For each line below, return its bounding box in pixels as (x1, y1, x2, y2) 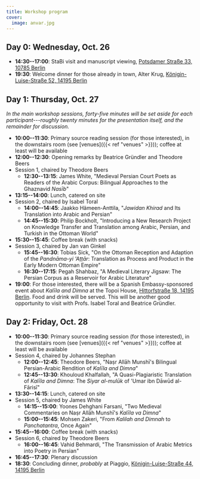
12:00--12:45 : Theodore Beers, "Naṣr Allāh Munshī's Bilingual (23, 358, 177, 365)
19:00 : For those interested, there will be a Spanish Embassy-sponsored (14, 280, 193, 288)
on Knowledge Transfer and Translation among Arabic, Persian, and (23, 224, 190, 230)
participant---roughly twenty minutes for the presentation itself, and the (6, 117, 183, 123)
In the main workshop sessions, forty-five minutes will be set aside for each (6, 110, 193, 117)
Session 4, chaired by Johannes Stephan (14, 352, 116, 359)
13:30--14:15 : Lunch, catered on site (14, 390, 106, 397)
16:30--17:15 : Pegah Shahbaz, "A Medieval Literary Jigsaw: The (23, 268, 181, 275)
